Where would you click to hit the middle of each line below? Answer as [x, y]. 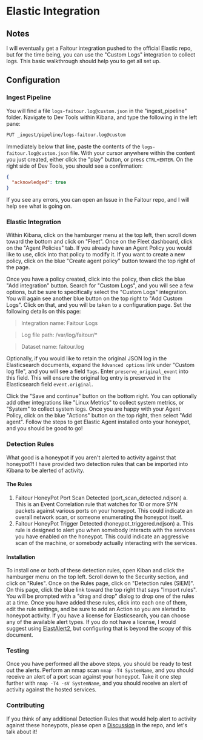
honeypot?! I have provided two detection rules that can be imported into [97, 464]
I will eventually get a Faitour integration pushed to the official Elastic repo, [99, 48]
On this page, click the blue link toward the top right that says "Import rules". [101, 590]
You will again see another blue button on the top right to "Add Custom [95, 298]
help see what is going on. [39, 206]
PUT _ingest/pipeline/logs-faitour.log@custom [66, 135]
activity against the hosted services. [52, 690]
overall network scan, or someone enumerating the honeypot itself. [99, 517]
